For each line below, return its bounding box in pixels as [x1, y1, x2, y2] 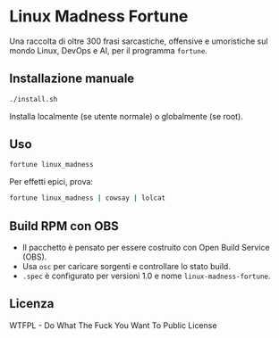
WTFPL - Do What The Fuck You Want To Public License [9, 319, 217, 331]
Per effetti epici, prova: [9, 177, 94, 187]
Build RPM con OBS [9, 218, 119, 234]
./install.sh [9, 95, 58, 103]
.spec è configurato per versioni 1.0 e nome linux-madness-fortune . [21, 270, 271, 281]
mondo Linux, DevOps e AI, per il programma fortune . [9, 45, 208, 55]
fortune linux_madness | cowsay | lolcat [9, 194, 166, 202]
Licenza [9, 296, 55, 311]
